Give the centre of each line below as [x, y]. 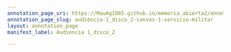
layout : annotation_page [43, 26]
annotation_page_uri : [38, 13]
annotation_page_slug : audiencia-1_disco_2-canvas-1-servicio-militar [110, 20]
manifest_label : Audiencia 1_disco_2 [61, 32]
